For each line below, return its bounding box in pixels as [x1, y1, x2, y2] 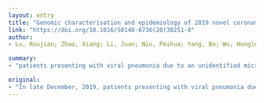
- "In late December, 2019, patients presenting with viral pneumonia [8, 83, 244, 91]
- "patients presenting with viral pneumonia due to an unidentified [8, 62, 241, 70]
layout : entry [8, 11, 55, 20]
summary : [8, 55, 37, 62]
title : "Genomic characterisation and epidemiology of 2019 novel [8, 19, 230, 27]
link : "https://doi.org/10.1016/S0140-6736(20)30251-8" [8, 26, 195, 34]
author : [8, 33, 34, 41]
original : [8, 76, 41, 83]
